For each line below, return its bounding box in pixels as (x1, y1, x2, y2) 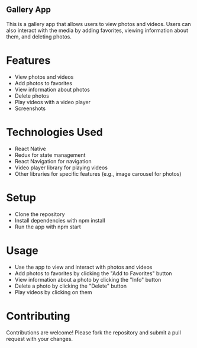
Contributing (6, 309, 70, 323)
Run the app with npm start (14, 223, 81, 230)
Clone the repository (14, 210, 65, 218)
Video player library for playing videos (14, 164, 108, 171)
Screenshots (14, 105, 46, 112)
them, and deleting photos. (6, 33, 72, 40)
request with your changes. (6, 335, 73, 342)
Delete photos (14, 92, 49, 99)
